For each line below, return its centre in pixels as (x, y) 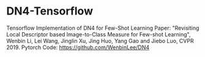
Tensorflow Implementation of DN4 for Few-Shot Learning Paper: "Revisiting (103, 28)
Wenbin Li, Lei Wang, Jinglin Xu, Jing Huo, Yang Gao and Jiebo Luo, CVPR (100, 41)
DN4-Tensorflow (50, 11)
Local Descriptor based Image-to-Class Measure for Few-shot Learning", (99, 34)
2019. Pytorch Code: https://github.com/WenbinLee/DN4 (78, 47)
